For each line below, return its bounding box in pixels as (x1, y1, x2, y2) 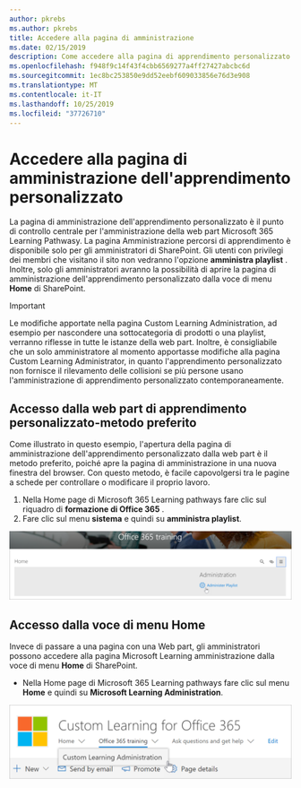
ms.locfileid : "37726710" (9, 108, 106, 118)
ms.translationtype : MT (9, 81, 99, 90)
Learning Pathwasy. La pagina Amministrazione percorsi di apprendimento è (9, 236, 291, 247)
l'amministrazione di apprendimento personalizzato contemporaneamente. (9, 375, 285, 385)
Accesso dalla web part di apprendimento (9, 401, 247, 416)
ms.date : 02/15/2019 (9, 43, 87, 52)
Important (9, 300, 46, 311)
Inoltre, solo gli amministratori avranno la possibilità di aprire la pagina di (9, 264, 276, 275)
